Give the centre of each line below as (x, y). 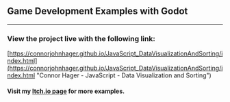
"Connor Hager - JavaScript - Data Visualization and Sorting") (124, 75)
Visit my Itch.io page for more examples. (66, 91)
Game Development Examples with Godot (98, 11)
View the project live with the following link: (81, 38)
